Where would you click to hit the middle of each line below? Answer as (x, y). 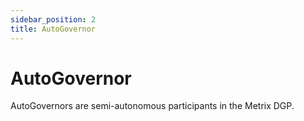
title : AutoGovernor (53, 29)
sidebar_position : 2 (53, 19)
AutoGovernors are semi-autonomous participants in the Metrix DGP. (152, 106)
